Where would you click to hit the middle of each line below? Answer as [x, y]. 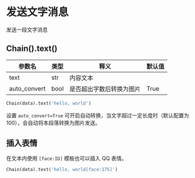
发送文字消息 [38, 12]
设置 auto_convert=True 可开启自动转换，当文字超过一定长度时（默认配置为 [98, 115]
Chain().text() [32, 49]
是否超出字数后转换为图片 [105, 89]
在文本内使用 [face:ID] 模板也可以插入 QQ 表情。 [67, 158]
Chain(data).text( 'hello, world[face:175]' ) [62, 170]
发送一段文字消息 [27, 30]
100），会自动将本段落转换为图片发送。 [53, 122]
